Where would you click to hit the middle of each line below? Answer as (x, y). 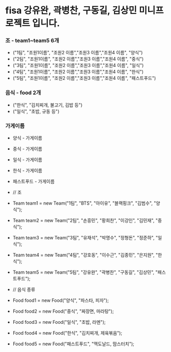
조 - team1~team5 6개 (32, 40)
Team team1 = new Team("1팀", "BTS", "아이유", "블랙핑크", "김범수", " (84, 203)
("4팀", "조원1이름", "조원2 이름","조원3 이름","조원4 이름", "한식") (78, 72)
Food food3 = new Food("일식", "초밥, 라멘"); (59, 322)
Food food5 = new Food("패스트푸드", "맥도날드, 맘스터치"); (73, 344)
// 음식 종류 (24, 290)
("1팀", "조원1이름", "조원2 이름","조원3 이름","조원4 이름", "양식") (78, 53)
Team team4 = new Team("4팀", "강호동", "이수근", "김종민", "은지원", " (85, 255)
